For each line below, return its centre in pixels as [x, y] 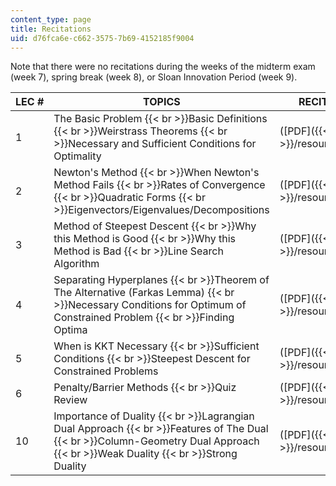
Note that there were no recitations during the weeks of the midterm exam [163, 67]
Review [70, 400]
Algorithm [76, 264]
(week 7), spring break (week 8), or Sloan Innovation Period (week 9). [154, 77]
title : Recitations [51, 29]
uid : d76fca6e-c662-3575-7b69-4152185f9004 [102, 38]
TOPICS [162, 102]
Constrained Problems [106, 371]
